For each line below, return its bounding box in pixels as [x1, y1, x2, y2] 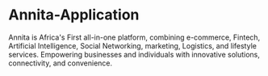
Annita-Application [8, 6, 140, 24]
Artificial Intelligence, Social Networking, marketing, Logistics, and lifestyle [8, 40, 257, 50]
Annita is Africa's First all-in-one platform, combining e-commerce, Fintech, [8, 32, 261, 42]
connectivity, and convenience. [8, 58, 113, 68]
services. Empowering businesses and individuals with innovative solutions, [8, 49, 260, 59]
